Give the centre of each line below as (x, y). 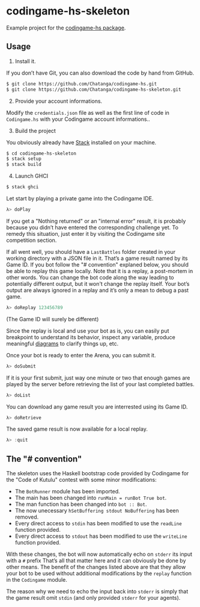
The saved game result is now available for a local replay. (77, 429)
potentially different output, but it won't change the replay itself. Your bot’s (98, 283)
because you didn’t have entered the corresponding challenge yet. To (92, 227)
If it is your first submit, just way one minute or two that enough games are (98, 378)
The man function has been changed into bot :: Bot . (81, 504)
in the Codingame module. (37, 580)
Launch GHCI (32, 176)
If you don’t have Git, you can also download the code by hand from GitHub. (100, 73)
